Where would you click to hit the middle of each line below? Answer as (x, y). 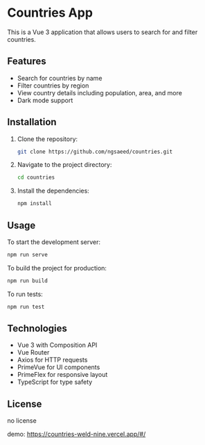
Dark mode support (45, 100)
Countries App (50, 13)
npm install (34, 204)
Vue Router (33, 353)
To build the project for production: (57, 268)
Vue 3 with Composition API (57, 345)
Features (27, 62)
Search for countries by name (60, 78)
